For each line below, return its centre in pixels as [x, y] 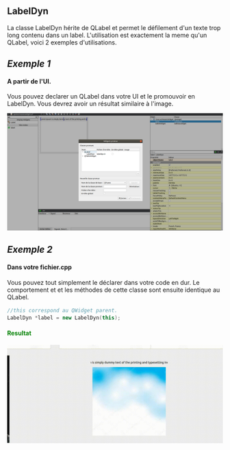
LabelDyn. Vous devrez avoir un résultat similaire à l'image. [90, 104]
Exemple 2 [30, 250]
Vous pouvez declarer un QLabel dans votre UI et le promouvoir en [101, 97]
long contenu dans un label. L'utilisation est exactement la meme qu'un [107, 35]
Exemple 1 [29, 64]
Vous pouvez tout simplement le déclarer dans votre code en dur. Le [103, 282]
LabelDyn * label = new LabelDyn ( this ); [64, 318]
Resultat [20, 333]
